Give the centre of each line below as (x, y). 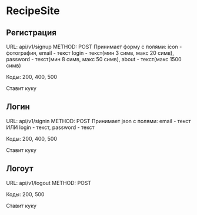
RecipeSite (33, 11)
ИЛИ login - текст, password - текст (51, 127)
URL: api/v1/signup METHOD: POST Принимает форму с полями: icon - (94, 47)
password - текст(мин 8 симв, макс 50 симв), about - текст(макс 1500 (94, 59)
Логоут (20, 169)
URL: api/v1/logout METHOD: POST (49, 183)
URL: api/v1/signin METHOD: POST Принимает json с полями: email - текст (98, 121)
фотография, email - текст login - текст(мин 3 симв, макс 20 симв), (90, 53)
